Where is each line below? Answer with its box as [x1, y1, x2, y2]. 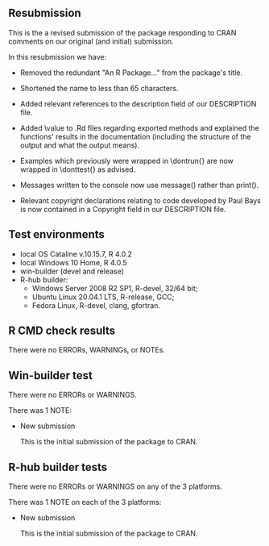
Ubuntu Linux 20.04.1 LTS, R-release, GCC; [31, 292, 175, 302]
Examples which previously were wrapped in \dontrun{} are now [19, 156, 234, 165]
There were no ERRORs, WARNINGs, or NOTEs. [8, 345, 165, 355]
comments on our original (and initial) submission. [8, 36, 175, 46]
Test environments [8, 227, 105, 241]
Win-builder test [8, 369, 93, 382]
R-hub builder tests [8, 460, 107, 474]
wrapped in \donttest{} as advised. [19, 165, 136, 174]
